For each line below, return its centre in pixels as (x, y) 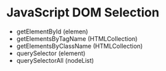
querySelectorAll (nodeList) (55, 60)
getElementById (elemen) (52, 31)
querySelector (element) (51, 53)
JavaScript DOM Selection (83, 13)
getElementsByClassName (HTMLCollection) (80, 46)
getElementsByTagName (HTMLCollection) (77, 38)
